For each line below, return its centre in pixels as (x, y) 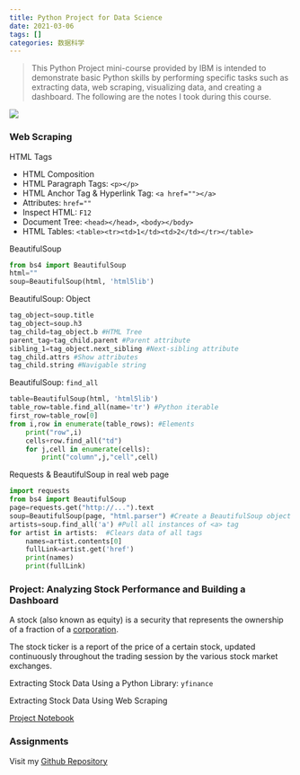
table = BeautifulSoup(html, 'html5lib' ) (84, 399)
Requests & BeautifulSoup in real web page (89, 475)
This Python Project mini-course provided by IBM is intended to (149, 68)
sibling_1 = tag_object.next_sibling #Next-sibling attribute (124, 348)
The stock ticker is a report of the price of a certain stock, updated (132, 647)
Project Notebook (42, 718)
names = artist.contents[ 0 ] (74, 541)
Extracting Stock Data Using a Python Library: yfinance (111, 683)
